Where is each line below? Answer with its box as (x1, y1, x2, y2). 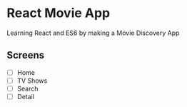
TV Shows (16, 76, 48, 85)
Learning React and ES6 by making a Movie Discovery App (6, 29, 180, 37)
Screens (6, 49, 44, 61)
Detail (16, 92, 35, 101)
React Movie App (6, 5, 111, 21)
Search (16, 84, 39, 93)
